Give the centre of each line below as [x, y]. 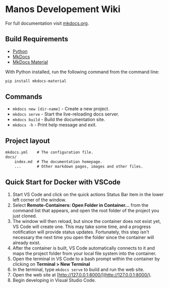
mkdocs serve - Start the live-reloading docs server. [66, 114]
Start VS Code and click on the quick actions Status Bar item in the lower [88, 194]
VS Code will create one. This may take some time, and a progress [82, 226]
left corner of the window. [39, 200]
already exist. [26, 243]
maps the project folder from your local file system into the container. [84, 253]
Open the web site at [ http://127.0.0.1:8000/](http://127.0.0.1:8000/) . [82, 275]
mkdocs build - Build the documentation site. [59, 120]
